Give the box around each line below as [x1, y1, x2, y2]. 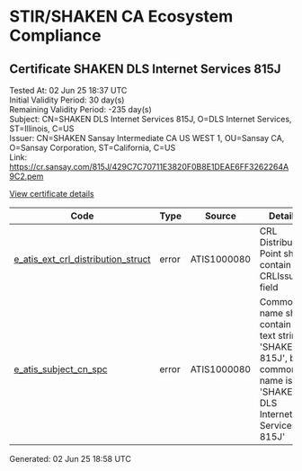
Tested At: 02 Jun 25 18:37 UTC [9, 85, 128, 95]
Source [205, 209, 236, 222]
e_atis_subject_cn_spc [13, 363, 108, 375]
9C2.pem [9, 171, 44, 182]
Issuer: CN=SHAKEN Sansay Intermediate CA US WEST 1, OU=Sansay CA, [9, 133, 285, 143]
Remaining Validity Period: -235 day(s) [9, 104, 153, 114]
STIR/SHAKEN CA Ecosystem [9, 6, 234, 27]
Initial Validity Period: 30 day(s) [9, 94, 125, 105]
